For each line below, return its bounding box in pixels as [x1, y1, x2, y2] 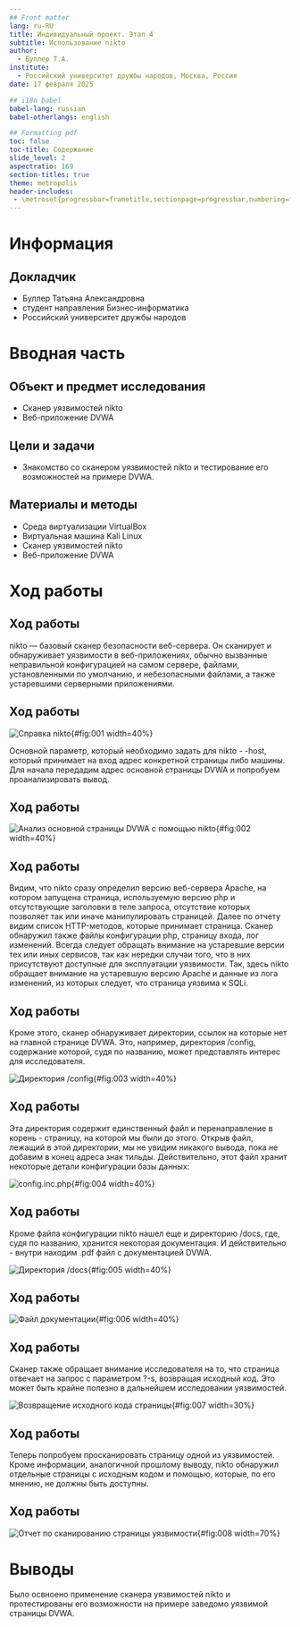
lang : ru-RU [9, 21, 54, 30]
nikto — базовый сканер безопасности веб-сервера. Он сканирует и [9, 640, 272, 651]
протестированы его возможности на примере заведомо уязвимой [9, 1598, 268, 1609]
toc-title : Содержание [9, 145, 94, 155]
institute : [9, 64, 50, 72]
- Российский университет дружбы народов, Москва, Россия [17, 72, 238, 81]
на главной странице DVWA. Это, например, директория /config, [9, 1037, 256, 1047]
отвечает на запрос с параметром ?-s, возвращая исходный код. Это [9, 1373, 275, 1384]
